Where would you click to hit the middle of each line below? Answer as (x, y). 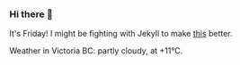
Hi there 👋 (31, 14)
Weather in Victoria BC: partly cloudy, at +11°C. (96, 51)
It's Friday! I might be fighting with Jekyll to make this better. (121, 34)
